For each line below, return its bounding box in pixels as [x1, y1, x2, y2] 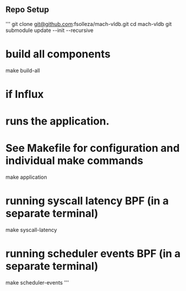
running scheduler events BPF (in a [5, 247, 181, 260]
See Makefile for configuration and [5, 142, 180, 155]
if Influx [5, 87, 44, 101]
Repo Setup [5, 5, 50, 15]
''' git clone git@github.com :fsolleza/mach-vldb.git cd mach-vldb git [5, 20, 172, 27]
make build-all [5, 67, 40, 74]
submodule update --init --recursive [5, 27, 94, 34]
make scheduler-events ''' [5, 279, 69, 286]
